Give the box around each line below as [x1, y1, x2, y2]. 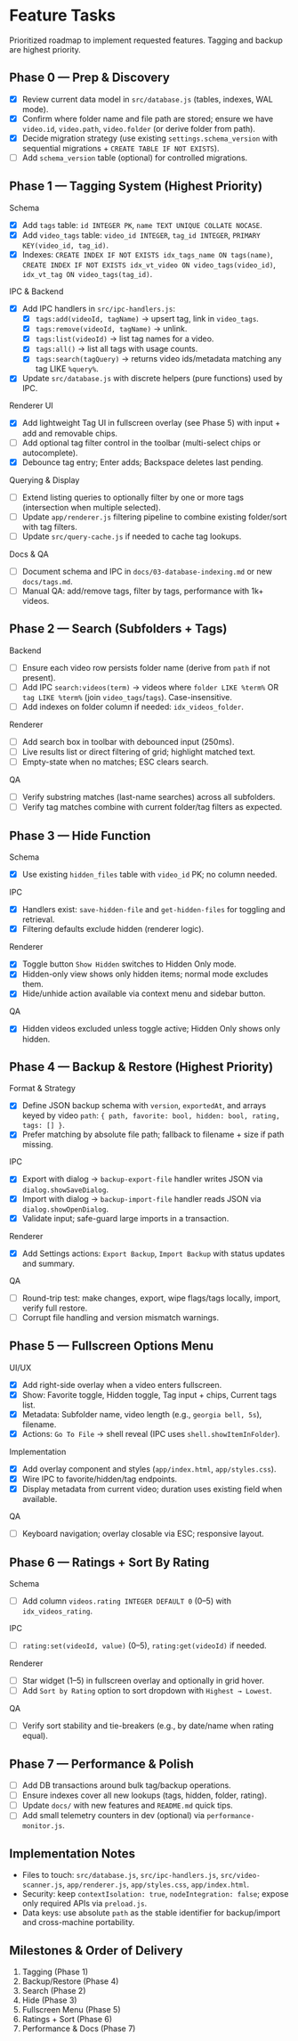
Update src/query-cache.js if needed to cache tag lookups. [21, 531, 242, 542]
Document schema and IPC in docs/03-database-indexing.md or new [21, 566, 273, 576]
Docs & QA [9, 549, 49, 559]
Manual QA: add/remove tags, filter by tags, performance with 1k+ [21, 585, 264, 596]
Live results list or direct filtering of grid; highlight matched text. [21, 747, 256, 757]
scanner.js [21, 1881, 63, 1890]
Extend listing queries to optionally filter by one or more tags [21, 492, 245, 502]
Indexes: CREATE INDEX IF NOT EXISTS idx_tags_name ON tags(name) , [21, 249, 273, 259]
